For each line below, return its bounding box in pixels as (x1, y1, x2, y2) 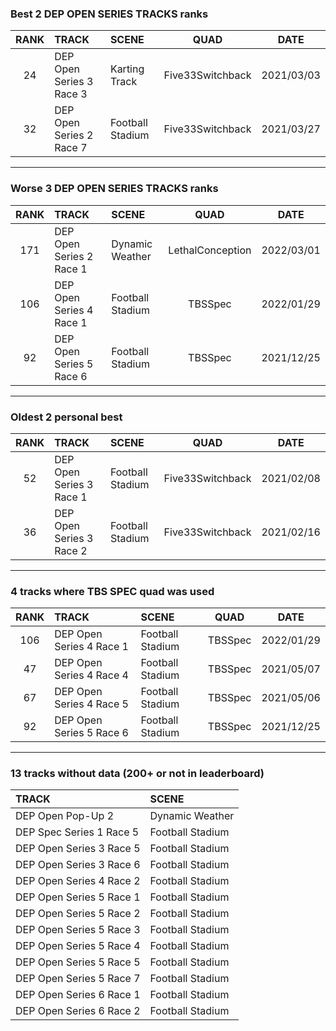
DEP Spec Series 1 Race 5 (15, 825, 140, 839)
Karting (109, 62, 145, 76)
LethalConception (168, 243, 252, 257)
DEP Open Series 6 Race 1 (15, 988, 141, 1002)
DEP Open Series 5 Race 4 (15, 939, 141, 953)
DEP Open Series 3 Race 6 (15, 858, 141, 872)
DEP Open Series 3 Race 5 (15, 842, 141, 856)
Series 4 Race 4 (54, 668, 129, 682)
